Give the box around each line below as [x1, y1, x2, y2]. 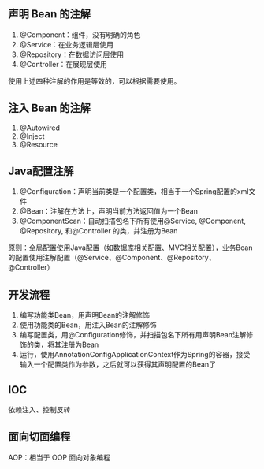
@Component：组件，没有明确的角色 [19, 30, 141, 39]
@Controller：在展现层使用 [19, 59, 108, 69]
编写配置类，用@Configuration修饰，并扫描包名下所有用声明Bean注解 [19, 330, 247, 340]
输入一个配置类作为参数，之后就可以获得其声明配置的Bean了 [19, 359, 217, 369]
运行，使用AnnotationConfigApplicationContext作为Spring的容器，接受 [19, 350, 251, 359]
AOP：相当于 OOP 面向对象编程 [8, 452, 111, 462]
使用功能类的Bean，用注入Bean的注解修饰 [19, 320, 157, 329]
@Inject [19, 131, 45, 140]
